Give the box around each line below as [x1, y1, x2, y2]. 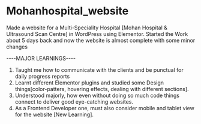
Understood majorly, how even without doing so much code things [14, 92, 180, 99]
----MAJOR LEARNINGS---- [6, 55, 76, 62]
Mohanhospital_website [6, 4, 129, 18]
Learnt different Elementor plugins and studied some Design [14, 79, 164, 86]
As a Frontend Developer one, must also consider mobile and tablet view [14, 104, 195, 111]
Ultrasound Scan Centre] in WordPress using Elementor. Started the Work [6, 30, 188, 37]
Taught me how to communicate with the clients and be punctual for [14, 66, 184, 73]
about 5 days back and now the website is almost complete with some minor [6, 37, 196, 44]
